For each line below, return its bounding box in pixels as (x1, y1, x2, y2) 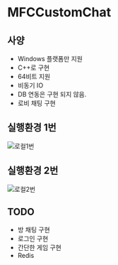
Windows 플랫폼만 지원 (17, 55, 83, 63)
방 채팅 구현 (17, 225, 51, 234)
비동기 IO (17, 81, 44, 90)
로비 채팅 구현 (17, 99, 56, 107)
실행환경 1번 (7, 121, 57, 134)
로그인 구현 (17, 234, 49, 243)
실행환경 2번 (7, 165, 59, 177)
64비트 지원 (17, 72, 51, 80)
